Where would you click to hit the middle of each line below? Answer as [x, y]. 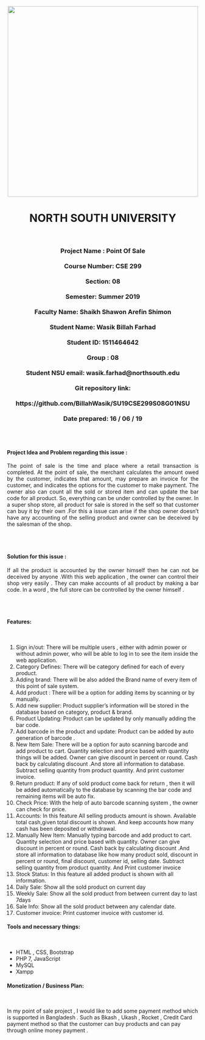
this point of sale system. [47, 686]
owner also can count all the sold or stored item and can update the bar [103, 492]
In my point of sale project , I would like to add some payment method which [102, 1011]
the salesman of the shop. [40, 524]
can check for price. [41, 809]
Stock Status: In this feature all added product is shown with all [95, 874]
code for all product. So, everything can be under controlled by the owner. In [103, 498]
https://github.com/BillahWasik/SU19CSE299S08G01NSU [103, 403]
